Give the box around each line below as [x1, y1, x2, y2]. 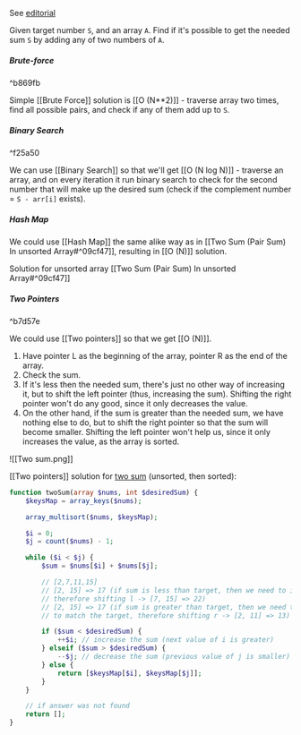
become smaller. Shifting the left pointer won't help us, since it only [21, 426, 271, 437]
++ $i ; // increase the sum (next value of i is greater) [56, 636, 275, 645]
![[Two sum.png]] [9, 453, 73, 464]
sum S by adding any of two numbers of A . [9, 35, 165, 45]
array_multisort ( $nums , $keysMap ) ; [25, 512, 159, 522]
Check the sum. [21, 369, 82, 380]
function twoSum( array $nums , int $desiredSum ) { [9, 488, 199, 497]
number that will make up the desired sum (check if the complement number [9, 184, 292, 194]
